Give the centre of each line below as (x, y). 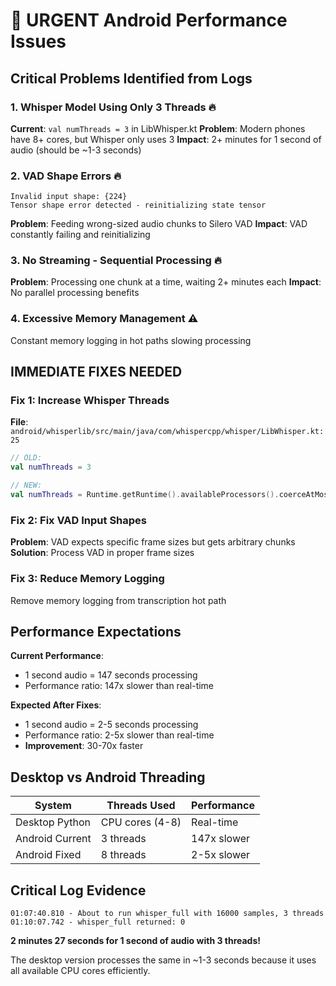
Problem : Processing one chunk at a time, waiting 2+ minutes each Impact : (166, 282)
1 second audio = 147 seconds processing (111, 675)
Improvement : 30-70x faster (84, 746)
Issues (38, 41)
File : (19, 422)
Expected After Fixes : (56, 705)
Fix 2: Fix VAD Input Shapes (79, 520)
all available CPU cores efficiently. (80, 970)
